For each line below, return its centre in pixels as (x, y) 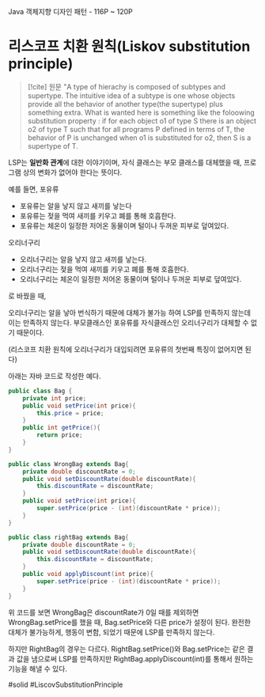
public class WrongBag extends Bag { (68, 464)
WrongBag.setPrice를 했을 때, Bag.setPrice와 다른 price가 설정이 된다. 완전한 (130, 622)
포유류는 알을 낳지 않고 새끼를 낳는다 (76, 206)
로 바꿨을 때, (27, 296)
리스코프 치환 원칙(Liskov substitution (129, 47)
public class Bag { (40, 391)
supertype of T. (53, 146)
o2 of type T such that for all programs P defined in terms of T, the (136, 129)
